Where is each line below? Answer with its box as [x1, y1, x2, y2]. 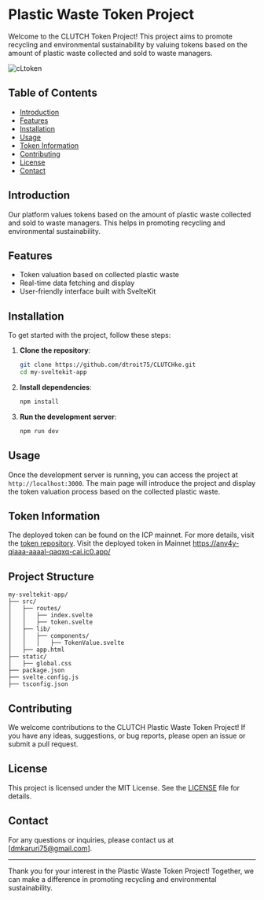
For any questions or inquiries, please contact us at [8, 835, 174, 844]
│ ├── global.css [8, 660, 72, 668]
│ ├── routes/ [8, 605, 61, 613]
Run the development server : [19, 412, 117, 421]
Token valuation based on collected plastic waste [19, 270, 179, 280]
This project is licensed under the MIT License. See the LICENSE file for [8, 783, 240, 792]
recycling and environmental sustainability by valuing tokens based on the [8, 39, 247, 49]
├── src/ [8, 598, 37, 606]
